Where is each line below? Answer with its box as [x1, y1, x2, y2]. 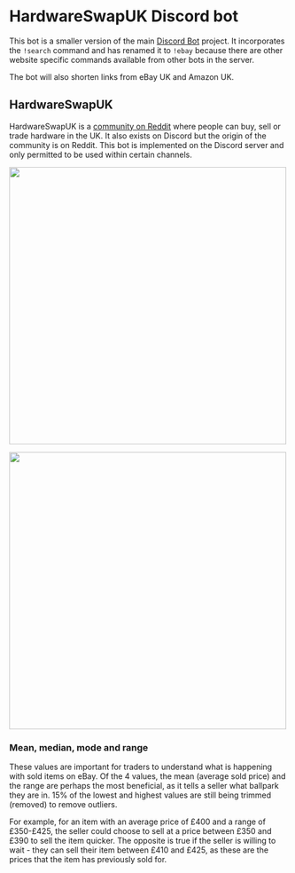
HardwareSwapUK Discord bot [9, 6, 239, 27]
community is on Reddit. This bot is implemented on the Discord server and [9, 139, 284, 150]
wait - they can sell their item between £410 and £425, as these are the [9, 845, 268, 855]
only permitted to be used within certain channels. [9, 149, 193, 160]
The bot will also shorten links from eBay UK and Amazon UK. [9, 71, 235, 82]
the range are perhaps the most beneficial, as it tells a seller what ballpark [9, 781, 279, 791]
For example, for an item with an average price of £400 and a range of [9, 816, 266, 827]
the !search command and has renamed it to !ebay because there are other [9, 44, 283, 55]
